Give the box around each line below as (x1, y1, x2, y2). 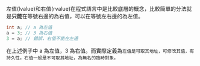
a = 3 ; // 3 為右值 (6, 30, 52, 36)
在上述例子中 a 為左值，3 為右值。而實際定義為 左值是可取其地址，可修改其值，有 (6, 47, 195, 54)
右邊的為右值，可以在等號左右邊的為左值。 (37, 12, 143, 20)
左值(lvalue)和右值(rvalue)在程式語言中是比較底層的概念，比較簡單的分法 (6, 5, 187, 12)
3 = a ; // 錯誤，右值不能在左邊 (6, 35, 78, 42)
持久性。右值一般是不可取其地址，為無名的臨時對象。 (6, 55, 119, 61)
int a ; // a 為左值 (6, 24, 52, 30)
